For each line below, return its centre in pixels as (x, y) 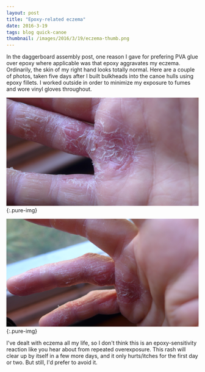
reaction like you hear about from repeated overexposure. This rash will (96, 349)
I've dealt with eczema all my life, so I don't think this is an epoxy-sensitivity (102, 343)
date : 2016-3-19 (27, 26)
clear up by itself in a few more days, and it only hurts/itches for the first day (102, 356)
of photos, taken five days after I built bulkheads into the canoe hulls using (100, 76)
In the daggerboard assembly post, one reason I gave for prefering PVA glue (102, 57)
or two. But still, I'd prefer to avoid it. (52, 362)
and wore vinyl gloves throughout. (49, 89)
